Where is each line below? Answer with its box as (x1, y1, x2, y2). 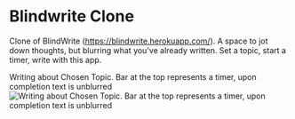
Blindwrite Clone (9, 6, 135, 27)
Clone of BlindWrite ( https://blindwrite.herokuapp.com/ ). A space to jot (9, 36, 268, 46)
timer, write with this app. (9, 54, 102, 65)
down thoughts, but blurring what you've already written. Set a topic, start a (9, 44, 287, 55)
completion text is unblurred (9, 81, 113, 91)
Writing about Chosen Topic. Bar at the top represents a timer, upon (9, 71, 257, 82)
